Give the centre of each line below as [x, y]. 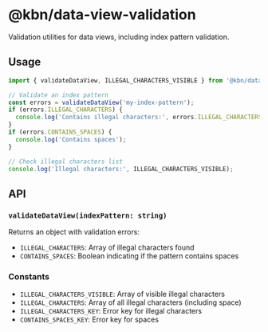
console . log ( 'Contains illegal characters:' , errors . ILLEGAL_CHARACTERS [139, 118]
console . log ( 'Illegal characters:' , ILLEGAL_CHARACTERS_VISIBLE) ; [121, 169]
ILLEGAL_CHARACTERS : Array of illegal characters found [107, 248]
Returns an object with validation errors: [74, 232]
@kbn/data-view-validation [102, 15]
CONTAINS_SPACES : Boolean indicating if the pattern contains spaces [129, 256]
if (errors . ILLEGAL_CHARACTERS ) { [66, 110]
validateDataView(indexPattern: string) [88, 215]
